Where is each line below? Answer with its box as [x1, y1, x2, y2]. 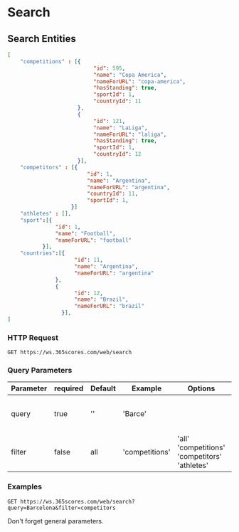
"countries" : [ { [20, 250, 65, 257]
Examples [7, 482, 43, 491]
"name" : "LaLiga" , [93, 124, 148, 132]
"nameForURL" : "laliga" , [93, 131, 167, 138]
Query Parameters [7, 366, 73, 376]
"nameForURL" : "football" [55, 236, 132, 244]
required [53, 383, 84, 393]
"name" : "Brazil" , [74, 296, 129, 303]
